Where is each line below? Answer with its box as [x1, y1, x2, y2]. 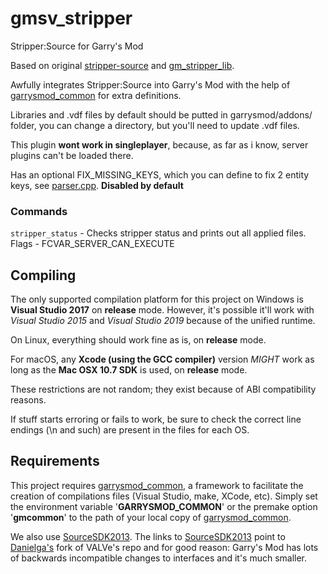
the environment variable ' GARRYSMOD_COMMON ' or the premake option [10, 500, 318, 512]
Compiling [10, 267, 77, 284]
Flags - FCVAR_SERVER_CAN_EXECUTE [10, 238, 175, 250]
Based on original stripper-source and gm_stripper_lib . [10, 59, 235, 71]
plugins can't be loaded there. [10, 149, 134, 161]
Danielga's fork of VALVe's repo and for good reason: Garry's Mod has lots [10, 541, 319, 553]
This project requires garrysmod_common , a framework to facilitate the [10, 479, 304, 491]
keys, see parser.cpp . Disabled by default [10, 179, 184, 191]
